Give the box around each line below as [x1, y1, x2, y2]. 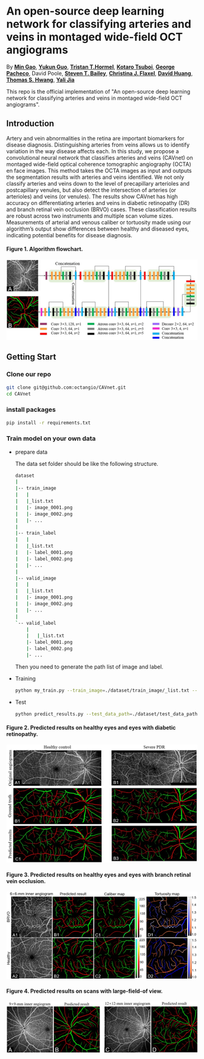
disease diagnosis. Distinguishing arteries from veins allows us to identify [6, 141, 190, 148]
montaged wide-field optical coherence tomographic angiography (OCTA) [6, 160, 191, 168]
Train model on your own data [6, 434, 96, 443]
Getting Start [6, 352, 56, 362]
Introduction [6, 119, 55, 129]
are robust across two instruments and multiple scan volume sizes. [6, 212, 174, 220]
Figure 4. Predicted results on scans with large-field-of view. [6, 987, 163, 995]
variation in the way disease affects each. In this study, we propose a [6, 147, 179, 155]
